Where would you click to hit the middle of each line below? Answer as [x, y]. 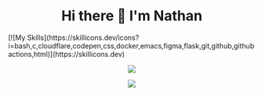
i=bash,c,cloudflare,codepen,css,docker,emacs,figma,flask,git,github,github [131, 45]
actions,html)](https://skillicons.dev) [67, 54]
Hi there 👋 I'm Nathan [132, 16]
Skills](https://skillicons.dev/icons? [83, 37]
